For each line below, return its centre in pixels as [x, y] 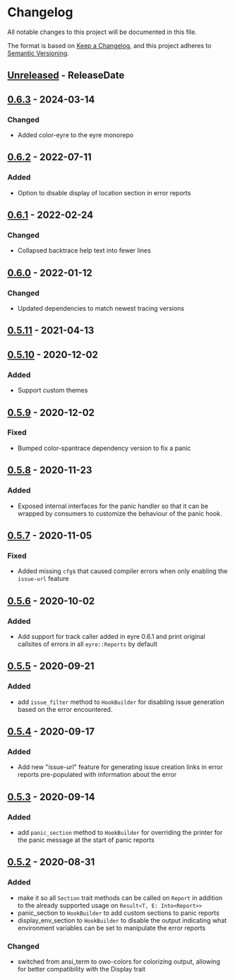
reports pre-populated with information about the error [97, 775]
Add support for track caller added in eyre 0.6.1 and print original [112, 636]
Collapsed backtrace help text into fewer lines [84, 250]
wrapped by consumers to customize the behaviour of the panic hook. [120, 513]
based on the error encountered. [65, 709]
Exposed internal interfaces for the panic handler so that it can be [113, 506]
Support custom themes [53, 391]
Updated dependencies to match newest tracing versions [101, 309]
